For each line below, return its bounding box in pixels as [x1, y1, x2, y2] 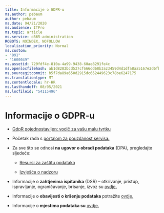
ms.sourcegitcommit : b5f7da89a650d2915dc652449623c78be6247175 [5, 71, 137, 76]
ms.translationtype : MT [5, 75, 54, 80]
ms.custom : [5, 48, 27, 53]
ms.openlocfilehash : [5, 66, 47, 71]
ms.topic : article [5, 30, 42, 35]
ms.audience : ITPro [5, 25, 45, 30]
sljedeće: [12, 150, 31, 156]
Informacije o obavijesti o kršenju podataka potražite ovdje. [12, 193, 134, 199]
